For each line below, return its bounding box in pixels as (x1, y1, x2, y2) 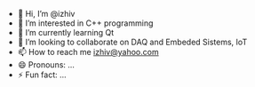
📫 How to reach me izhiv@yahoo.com (17, 47, 159, 57)
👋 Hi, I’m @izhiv (17, 9, 76, 19)
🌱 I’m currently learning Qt (17, 28, 115, 37)
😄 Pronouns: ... (17, 59, 76, 70)
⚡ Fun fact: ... (17, 69, 67, 80)
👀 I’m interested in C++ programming (17, 18, 154, 28)
